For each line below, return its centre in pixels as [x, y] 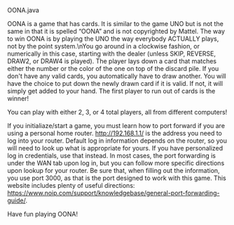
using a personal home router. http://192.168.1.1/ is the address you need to [115, 133]
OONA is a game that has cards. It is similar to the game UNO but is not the [116, 24]
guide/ [16, 200]
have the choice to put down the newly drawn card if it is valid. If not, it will [115, 83]
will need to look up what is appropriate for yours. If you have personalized [115, 148]
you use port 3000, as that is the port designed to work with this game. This [117, 178]
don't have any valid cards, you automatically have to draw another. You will [117, 76]
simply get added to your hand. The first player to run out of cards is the [111, 91]
